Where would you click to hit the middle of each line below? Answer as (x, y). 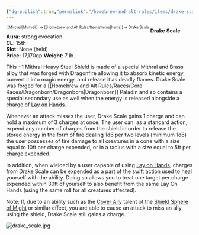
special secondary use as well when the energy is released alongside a (93, 99)
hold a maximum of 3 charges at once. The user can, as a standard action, (97, 122)
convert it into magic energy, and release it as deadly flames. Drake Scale (96, 80)
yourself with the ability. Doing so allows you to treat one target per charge (97, 178)
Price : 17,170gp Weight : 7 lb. (41, 56)
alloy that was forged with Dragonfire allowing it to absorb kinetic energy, (96, 73)
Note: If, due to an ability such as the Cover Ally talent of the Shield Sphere (97, 202)
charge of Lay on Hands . (36, 105)
